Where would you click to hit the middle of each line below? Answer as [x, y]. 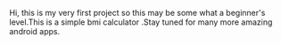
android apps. [35, 31]
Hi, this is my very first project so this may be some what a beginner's [137, 13]
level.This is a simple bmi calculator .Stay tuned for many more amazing [141, 22]
